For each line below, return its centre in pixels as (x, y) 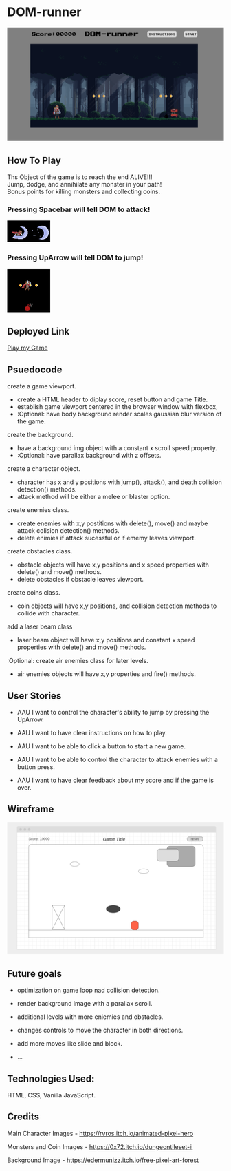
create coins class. (34, 593)
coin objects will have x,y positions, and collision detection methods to (117, 606)
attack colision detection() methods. (68, 531)
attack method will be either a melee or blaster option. (93, 497)
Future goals (34, 974)
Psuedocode (35, 369)
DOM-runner (44, 12)
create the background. (40, 435)
